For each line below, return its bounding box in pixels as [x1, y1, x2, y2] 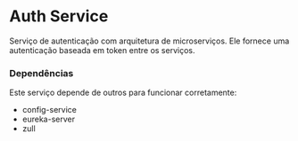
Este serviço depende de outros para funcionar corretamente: [9, 87, 237, 98]
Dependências [9, 67, 74, 79]
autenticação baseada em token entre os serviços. [9, 44, 195, 55]
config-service [21, 105, 78, 115]
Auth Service [9, 6, 109, 27]
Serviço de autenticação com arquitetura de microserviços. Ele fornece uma [9, 35, 290, 46]
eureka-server [21, 114, 76, 125]
